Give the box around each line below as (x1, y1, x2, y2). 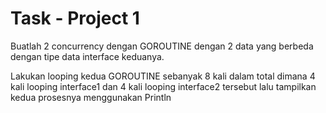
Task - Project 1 (10, 7, 140, 30)
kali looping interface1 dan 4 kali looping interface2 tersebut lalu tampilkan (10, 80, 317, 92)
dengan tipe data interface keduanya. (10, 50, 165, 62)
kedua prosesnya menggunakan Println (10, 91, 172, 103)
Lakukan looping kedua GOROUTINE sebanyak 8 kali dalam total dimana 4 (10, 70, 316, 82)
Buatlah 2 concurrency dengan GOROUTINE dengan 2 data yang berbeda (10, 40, 314, 52)
